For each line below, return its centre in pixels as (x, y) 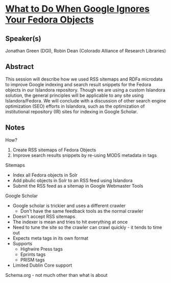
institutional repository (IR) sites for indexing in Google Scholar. (71, 111)
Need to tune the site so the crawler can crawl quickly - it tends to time (87, 227)
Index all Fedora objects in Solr (45, 175)
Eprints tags (33, 254)
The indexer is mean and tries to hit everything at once (70, 222)
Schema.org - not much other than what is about (56, 275)
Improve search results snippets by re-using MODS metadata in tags (85, 155)
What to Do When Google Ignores (77, 9)
